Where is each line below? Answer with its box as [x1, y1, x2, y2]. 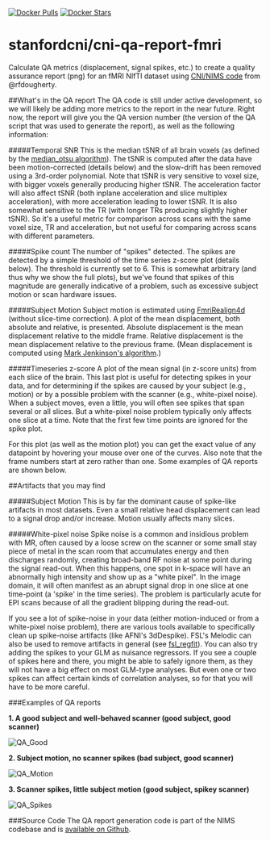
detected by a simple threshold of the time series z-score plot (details [8, 255, 240, 265]
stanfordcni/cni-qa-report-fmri [8, 36, 222, 54]
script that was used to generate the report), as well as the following [8, 121, 235, 131]
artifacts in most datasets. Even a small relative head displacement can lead [8, 504, 260, 514]
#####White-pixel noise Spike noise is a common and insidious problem [8, 529, 249, 538]
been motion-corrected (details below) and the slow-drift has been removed [8, 162, 262, 172]
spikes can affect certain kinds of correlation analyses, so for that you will [8, 673, 254, 683]
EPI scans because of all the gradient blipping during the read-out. [8, 597, 230, 607]
